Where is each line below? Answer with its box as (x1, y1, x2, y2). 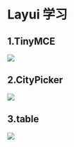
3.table (7, 113, 39, 125)
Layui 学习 (7, 6, 68, 23)
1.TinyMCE (7, 35, 56, 47)
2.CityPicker (7, 74, 63, 86)
